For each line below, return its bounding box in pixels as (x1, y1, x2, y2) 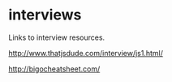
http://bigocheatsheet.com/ (8, 63, 101, 74)
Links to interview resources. (8, 32, 105, 42)
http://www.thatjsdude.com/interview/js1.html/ (8, 48, 164, 58)
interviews (8, 6, 82, 24)
